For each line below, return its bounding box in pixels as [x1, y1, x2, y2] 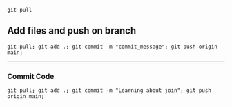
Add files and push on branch [7, 25, 137, 37]
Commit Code [7, 71, 55, 81]
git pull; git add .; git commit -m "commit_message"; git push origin [7, 43, 217, 50]
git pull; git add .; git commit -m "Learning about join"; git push [7, 87, 212, 94]
